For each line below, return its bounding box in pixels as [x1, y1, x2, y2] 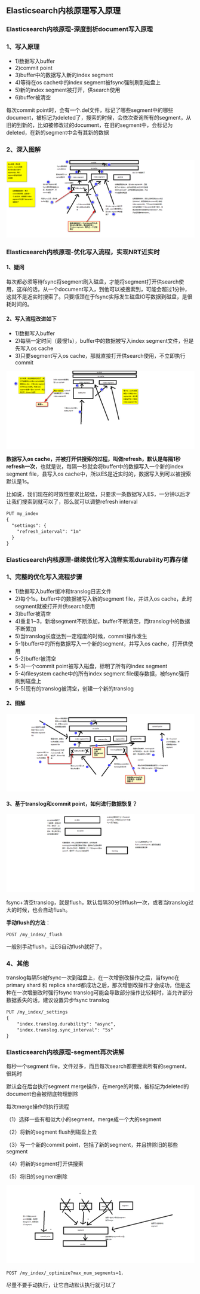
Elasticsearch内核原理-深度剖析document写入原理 [6, 25, 153, 34]
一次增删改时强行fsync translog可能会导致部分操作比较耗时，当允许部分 [16, 989, 193, 996]
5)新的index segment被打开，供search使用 [14, 86, 121, 93]
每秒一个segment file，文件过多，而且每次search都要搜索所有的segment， [6, 1062, 190, 1070]
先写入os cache [14, 345, 54, 352]
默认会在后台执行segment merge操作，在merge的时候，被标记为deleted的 [6, 1083, 189, 1090]
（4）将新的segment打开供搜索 [6, 1160, 84, 1168]
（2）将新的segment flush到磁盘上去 [6, 1128, 97, 1135]
